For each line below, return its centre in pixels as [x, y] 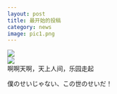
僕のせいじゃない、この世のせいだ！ [60, 84]
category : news [30, 27]
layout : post [26, 14]
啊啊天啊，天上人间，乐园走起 [50, 69]
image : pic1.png [31, 34]
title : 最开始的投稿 [34, 20]
